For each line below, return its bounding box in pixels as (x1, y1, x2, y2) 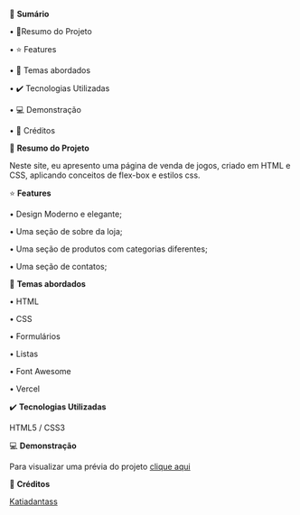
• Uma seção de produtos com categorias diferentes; (9, 244, 208, 254)
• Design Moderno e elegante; (9, 208, 122, 219)
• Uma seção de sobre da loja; (9, 226, 123, 236)
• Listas (9, 348, 39, 359)
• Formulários (9, 331, 61, 342)
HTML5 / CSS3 (9, 422, 66, 433)
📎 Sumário (9, 9, 50, 19)
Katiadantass (9, 496, 59, 507)
